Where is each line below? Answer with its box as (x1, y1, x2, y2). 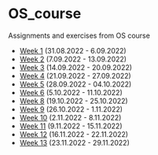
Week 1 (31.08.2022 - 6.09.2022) (19, 46, 127, 55)
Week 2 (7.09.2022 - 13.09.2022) (19, 54, 127, 64)
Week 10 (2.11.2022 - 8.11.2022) (19, 113, 122, 122)
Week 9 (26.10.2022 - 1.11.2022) (19, 104, 123, 114)
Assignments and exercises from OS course (8, 31, 151, 40)
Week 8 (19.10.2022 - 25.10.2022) (19, 96, 128, 105)
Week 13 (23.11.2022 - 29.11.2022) (19, 138, 130, 147)
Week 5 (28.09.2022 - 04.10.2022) (19, 79, 132, 89)
